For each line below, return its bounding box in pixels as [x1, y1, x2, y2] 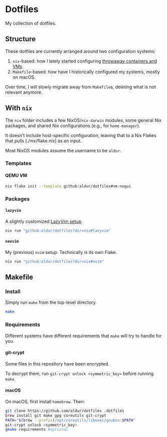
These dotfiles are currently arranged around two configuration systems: [5, 48, 156, 54]
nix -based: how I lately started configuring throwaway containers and [12, 58, 157, 64]
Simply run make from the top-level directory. [5, 299, 97, 305]
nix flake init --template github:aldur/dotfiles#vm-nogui [5, 183, 131, 189]
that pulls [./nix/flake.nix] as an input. [5, 138, 82, 144]
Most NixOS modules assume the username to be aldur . [5, 147, 121, 153]
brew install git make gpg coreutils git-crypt [5, 413, 107, 418]
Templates [5, 160, 32, 167]
